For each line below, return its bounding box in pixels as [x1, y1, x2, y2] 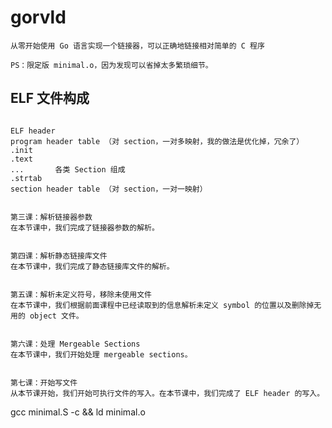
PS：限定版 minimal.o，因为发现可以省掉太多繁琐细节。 [10, 60, 213, 70]
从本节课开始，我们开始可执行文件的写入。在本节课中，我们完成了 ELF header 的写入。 [10, 388, 325, 398]
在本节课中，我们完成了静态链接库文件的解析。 [10, 261, 175, 271]
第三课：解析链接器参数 [10, 212, 93, 222]
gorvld [10, 6, 67, 29]
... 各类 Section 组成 [10, 164, 126, 175]
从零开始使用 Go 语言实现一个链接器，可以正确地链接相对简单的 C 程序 [10, 41, 265, 51]
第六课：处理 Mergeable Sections [10, 339, 141, 349]
